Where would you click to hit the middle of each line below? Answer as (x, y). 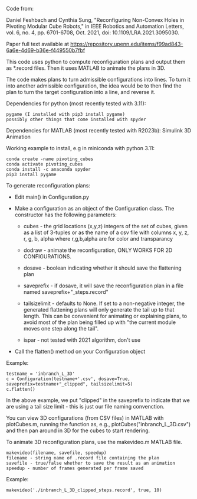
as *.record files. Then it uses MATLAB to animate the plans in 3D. (86, 68)
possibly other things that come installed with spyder (76, 119)
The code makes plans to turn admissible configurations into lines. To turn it (98, 80)
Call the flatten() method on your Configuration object (80, 351)
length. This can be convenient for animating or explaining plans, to (105, 316)
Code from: (20, 9)
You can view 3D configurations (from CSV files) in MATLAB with (85, 418)
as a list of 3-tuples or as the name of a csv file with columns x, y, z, (106, 232)
